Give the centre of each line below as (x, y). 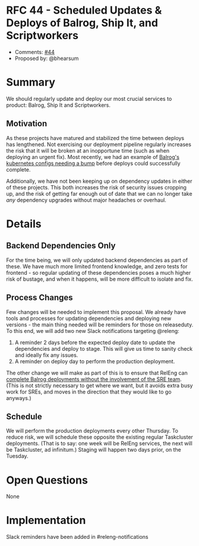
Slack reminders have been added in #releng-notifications (77, 537)
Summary (31, 82)
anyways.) (19, 398)
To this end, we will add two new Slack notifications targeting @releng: (93, 331)
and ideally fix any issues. (46, 355)
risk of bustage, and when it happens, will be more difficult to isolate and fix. (99, 279)
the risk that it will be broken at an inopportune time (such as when (88, 150)
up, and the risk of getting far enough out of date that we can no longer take (99, 193)
